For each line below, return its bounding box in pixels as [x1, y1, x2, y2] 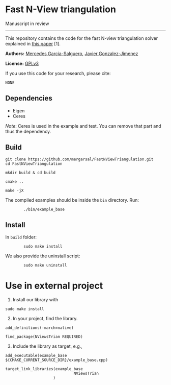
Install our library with [12, 297, 59, 303]
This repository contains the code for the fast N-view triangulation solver [5, 35, 158, 41]
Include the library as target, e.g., [12, 343, 82, 349]
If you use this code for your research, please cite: [5, 70, 111, 76]
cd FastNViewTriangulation [5, 161, 63, 166]
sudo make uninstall [23, 263, 67, 268]
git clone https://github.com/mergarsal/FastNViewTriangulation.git [5, 157, 154, 162]
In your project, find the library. [12, 316, 78, 322]
